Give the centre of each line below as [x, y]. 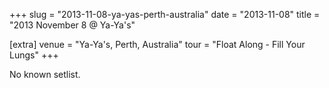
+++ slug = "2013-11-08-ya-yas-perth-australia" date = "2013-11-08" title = [165, 14]
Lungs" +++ [34, 55]
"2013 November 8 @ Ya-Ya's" [72, 25]
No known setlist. [45, 74]
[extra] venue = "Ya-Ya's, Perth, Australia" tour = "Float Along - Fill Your [157, 44]
